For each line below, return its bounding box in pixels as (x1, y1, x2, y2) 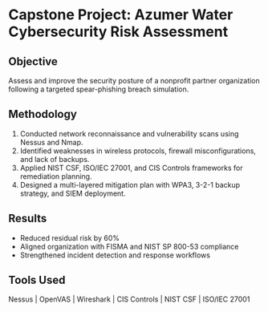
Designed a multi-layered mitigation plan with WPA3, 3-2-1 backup (19, 180, 241, 189)
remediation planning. (19, 171, 92, 181)
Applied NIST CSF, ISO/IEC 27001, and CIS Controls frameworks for (19, 163, 243, 172)
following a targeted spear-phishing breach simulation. (8, 84, 189, 94)
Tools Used (8, 274, 66, 287)
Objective (8, 55, 59, 68)
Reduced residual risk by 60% (19, 233, 120, 242)
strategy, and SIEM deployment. (19, 188, 126, 198)
